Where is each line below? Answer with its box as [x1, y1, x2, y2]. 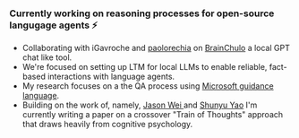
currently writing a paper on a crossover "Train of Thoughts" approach [21, 109, 284, 120]
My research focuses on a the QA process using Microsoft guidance [21, 81, 275, 91]
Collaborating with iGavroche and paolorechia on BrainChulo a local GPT [21, 43, 291, 54]
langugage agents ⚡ [9, 19, 98, 31]
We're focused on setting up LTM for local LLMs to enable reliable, [21, 62, 268, 73]
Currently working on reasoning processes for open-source [9, 7, 275, 20]
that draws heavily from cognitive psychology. [21, 119, 193, 130]
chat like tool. [21, 52, 73, 63]
